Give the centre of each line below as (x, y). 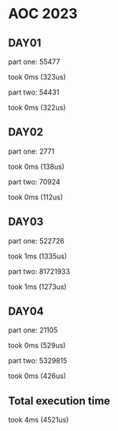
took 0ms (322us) (37, 108)
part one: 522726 (36, 240)
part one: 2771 (31, 151)
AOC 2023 (43, 14)
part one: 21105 (33, 330)
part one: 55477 (34, 61)
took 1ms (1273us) (37, 286)
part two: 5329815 (38, 361)
